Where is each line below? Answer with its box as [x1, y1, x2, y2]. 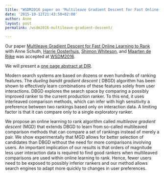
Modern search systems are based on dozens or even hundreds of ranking [5, 73, 156, 78]
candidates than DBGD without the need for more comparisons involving [5, 139, 151, 145]
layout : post [5, 21, 32, 26]
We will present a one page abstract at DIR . [5, 63, 93, 69]
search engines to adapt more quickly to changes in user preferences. [5, 165, 147, 172]
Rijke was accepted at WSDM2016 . [5, 53, 75, 59]
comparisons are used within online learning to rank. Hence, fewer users [5, 155, 152, 161]
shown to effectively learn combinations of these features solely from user [5, 83, 155, 89]
